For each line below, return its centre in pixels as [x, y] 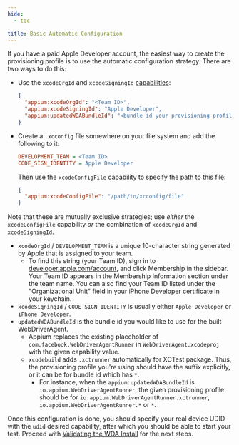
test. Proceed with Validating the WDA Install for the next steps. [101, 434]
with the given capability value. [74, 352]
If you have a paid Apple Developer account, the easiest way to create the [116, 53]
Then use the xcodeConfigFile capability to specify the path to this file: [122, 177]
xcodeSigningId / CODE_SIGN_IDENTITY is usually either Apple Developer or [124, 307]
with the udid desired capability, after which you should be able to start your [119, 426]
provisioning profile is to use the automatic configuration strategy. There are [119, 61]
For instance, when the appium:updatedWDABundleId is [117, 382]
